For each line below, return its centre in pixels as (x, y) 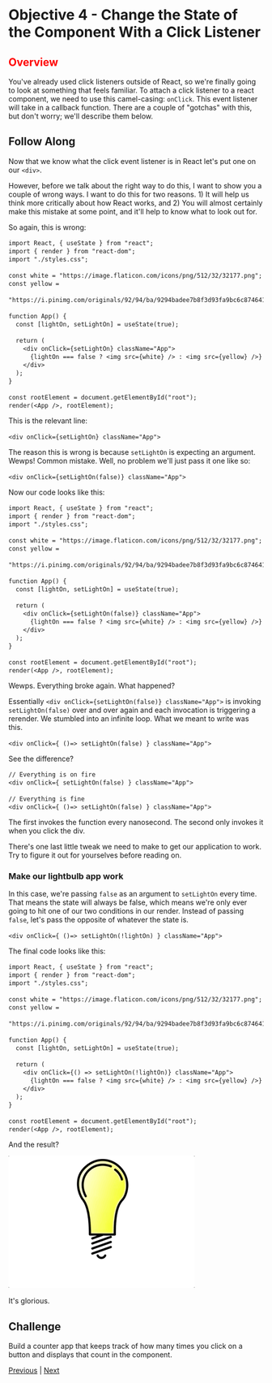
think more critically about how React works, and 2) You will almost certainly (136, 203)
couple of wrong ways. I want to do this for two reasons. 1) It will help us (129, 194)
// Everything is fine (47, 799)
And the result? (34, 1145)
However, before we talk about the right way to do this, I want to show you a (135, 185)
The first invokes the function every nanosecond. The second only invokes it (136, 822)
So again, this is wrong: (47, 227)
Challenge (35, 1327)
